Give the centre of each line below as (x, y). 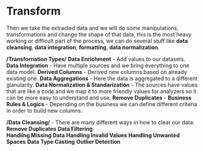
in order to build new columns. (44, 110)
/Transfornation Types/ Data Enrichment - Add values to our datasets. (96, 59)
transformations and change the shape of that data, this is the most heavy (99, 34)
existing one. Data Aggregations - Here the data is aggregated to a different (102, 78)
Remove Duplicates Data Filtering (50, 129)
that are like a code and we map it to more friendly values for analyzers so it (101, 91)
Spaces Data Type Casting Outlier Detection (63, 141)
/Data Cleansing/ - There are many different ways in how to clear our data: (100, 122)
